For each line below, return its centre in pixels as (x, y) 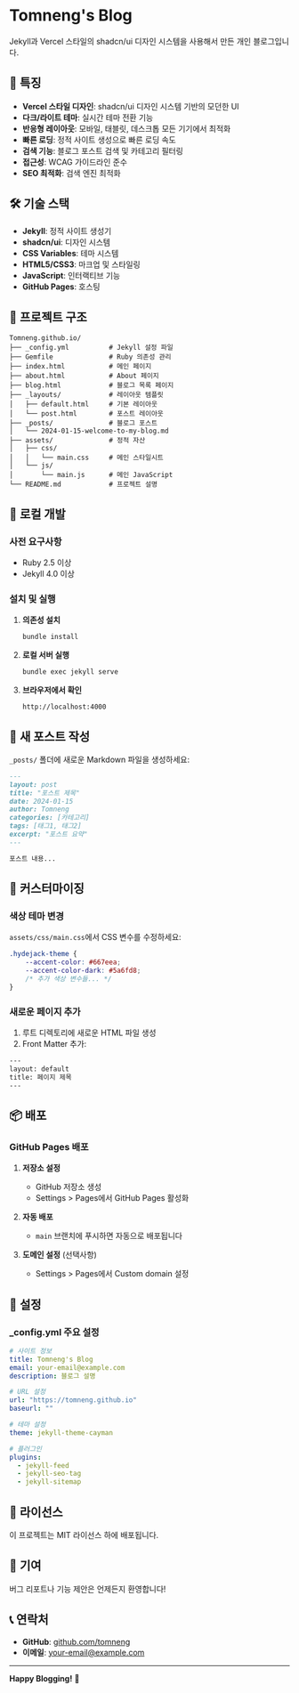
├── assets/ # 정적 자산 (77, 441)
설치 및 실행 (32, 599)
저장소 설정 (41, 1168)
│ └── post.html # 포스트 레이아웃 (87, 414)
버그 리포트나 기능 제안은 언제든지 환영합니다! (88, 1589)
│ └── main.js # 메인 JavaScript (91, 475)
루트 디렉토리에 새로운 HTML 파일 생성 (89, 1033)
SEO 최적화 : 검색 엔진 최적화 (72, 173)
